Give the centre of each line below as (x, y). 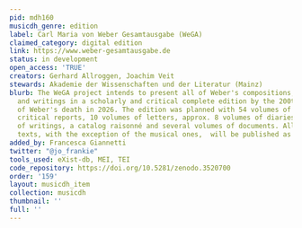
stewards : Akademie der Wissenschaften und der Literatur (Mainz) (136, 84)
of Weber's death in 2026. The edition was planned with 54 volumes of (155, 110)
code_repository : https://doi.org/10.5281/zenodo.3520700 (120, 168)
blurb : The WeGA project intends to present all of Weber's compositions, (152, 92)
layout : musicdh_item (50, 185)
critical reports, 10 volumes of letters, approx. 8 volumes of (140, 118)
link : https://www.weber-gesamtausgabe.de (90, 51)
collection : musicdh (48, 193)
